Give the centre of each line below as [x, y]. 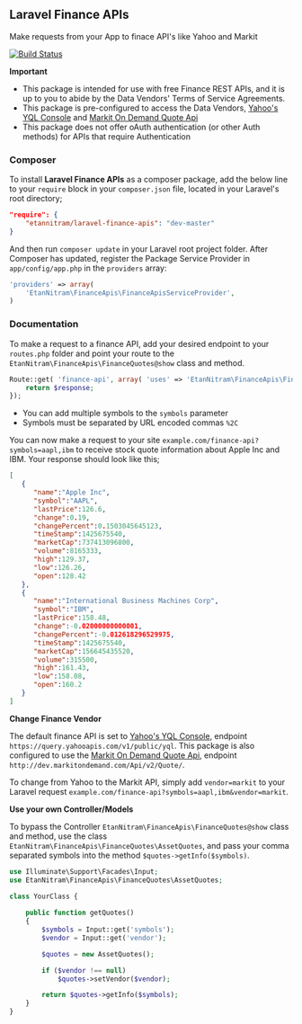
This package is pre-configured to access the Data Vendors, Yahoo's [150, 108]
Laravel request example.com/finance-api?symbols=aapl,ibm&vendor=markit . [149, 791]
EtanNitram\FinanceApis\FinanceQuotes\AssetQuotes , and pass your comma [149, 845]
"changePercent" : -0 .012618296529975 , [104, 634]
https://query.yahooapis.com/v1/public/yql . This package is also [132, 745]
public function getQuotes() [80, 913]
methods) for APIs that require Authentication [107, 136]
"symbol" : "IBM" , [63, 610]
